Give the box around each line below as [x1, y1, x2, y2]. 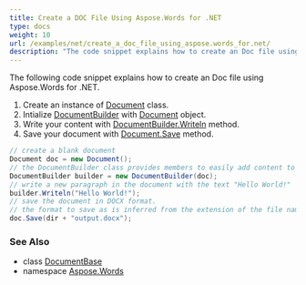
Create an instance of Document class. [22, 99, 169, 110]
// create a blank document [9, 147, 117, 156]
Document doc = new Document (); [9, 155, 132, 164]
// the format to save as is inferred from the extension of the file [9, 206, 283, 215]
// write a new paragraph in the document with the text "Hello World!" [9, 179, 291, 189]
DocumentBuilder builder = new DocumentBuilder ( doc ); [9, 171, 219, 180]
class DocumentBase [22, 256, 103, 267]
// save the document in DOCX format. [9, 197, 157, 206]
